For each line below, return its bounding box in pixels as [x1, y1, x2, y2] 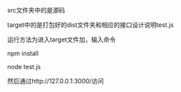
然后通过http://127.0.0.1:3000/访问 [7, 77, 104, 85]
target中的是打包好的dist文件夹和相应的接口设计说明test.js [7, 21, 174, 29]
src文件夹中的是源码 [7, 6, 65, 14]
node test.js [7, 63, 41, 71]
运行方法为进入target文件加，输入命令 [7, 35, 116, 44]
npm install [7, 49, 39, 57]
